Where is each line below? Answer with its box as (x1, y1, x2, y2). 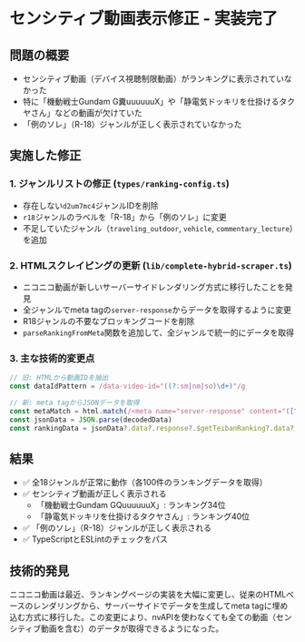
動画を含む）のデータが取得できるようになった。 (40, 623, 224, 634)
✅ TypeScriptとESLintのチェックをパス (22, 534, 168, 545)
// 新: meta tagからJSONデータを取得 (9, 398, 140, 408)
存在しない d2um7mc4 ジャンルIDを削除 (22, 199, 159, 210)
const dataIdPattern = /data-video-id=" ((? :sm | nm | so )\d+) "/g (9, 382, 246, 392)
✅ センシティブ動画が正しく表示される (22, 488, 167, 499)
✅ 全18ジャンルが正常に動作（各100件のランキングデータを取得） (22, 477, 268, 488)
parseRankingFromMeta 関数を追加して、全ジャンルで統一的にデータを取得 (22, 327, 295, 338)
